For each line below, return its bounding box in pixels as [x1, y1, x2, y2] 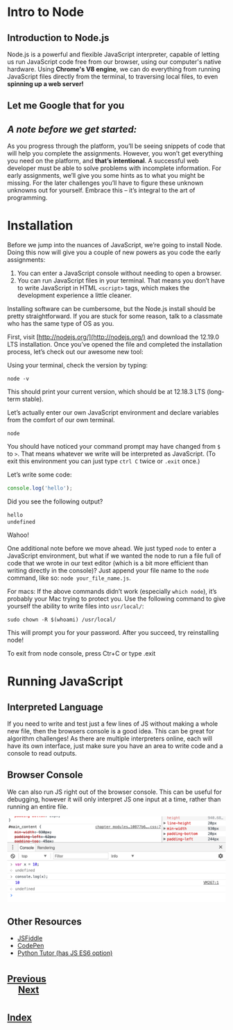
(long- [207, 388, 225, 396]
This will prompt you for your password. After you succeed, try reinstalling [7, 629, 220, 637]
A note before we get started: [7, 123, 137, 135]
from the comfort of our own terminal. [7, 416, 116, 424]
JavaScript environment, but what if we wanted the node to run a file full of [7, 551, 222, 560]
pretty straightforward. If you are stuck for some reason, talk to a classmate [7, 312, 223, 320]
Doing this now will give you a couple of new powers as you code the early [7, 248, 221, 257]
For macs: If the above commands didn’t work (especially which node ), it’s [7, 588, 217, 596]
